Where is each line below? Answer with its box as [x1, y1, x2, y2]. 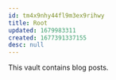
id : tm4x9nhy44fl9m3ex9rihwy [8, 11, 105, 20]
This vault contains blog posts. [8, 63, 109, 72]
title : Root [8, 19, 48, 27]
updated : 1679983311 [8, 26, 77, 34]
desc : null [8, 41, 44, 49]
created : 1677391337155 [8, 33, 87, 42]
